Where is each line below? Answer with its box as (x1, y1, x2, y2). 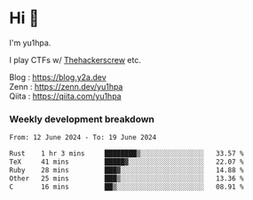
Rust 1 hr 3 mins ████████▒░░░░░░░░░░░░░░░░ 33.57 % (9, 149, 244, 158)
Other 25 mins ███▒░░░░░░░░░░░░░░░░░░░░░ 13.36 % (9, 173, 244, 183)
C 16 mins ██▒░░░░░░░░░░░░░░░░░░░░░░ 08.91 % (9, 182, 244, 191)
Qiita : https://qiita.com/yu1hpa (9, 91, 122, 101)
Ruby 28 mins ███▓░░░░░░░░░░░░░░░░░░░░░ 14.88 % (9, 165, 244, 174)
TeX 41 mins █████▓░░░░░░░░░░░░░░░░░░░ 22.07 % (9, 157, 244, 166)
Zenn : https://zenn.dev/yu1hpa (9, 81, 123, 92)
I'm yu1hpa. (9, 37, 51, 48)
